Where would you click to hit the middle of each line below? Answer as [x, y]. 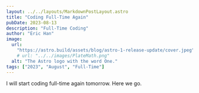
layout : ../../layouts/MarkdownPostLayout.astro [67, 12]
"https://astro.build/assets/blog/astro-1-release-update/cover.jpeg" [106, 50]
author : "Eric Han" [30, 34]
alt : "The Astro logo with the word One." [65, 61]
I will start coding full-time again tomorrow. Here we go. [74, 84]
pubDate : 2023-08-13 [32, 23]
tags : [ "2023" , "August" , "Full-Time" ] [55, 67]
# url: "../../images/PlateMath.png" [63, 56]
